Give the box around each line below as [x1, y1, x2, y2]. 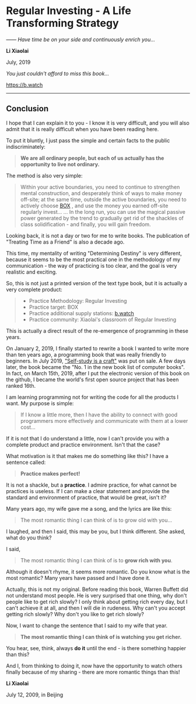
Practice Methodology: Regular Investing [29, 297, 127, 304]
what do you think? [6, 534, 52, 541]
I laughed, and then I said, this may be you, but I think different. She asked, [6, 528, 185, 535]
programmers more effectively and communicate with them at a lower [20, 417, 188, 424]
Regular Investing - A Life [6, 4, 131, 18]
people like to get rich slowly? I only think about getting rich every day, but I [6, 598, 188, 605]
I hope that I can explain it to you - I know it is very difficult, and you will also [6, 119, 190, 127]
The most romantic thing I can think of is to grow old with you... [20, 517, 173, 524]
